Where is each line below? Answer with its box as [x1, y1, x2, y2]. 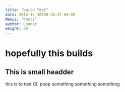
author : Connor [5, 21, 37, 27]
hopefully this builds [5, 48, 93, 59]
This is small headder [5, 67, 74, 76]
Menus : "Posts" [5, 17, 37, 22]
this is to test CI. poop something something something [5, 81, 120, 87]
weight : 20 [5, 26, 28, 31]
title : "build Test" [5, 7, 49, 13]
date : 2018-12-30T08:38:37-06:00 [5, 12, 76, 17]
